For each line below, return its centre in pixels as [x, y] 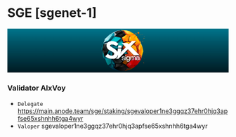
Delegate [30, 104]
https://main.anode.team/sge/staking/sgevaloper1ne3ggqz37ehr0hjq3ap [123, 111]
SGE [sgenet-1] [52, 13]
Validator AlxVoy [37, 88]
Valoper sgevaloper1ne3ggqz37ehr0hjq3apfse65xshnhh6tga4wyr [112, 126]
